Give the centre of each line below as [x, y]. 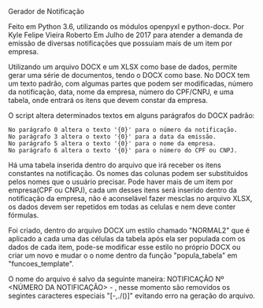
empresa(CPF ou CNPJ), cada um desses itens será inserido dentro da [123, 190]
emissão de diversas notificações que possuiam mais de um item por [120, 43]
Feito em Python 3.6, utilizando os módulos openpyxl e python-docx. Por [126, 26]
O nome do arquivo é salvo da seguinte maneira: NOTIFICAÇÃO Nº [116, 279]
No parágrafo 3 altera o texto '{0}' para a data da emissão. [112, 137]
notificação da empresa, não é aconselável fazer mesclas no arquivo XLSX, [130, 198]
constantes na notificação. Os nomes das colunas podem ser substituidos [128, 173]
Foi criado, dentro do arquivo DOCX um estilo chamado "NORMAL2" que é [129, 230]
